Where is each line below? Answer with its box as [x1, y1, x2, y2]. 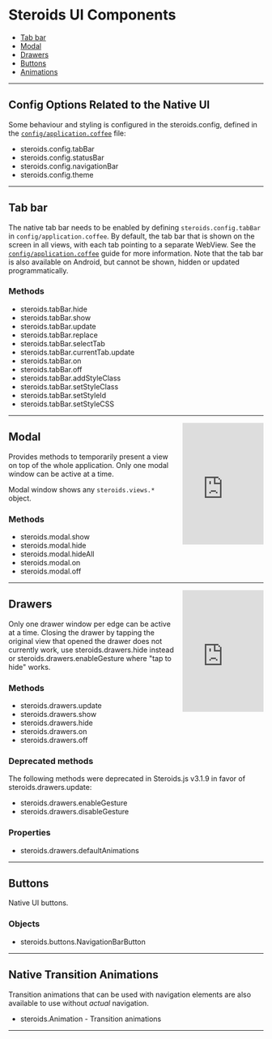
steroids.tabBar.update [19, 321, 97, 331]
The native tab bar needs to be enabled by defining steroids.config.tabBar [8, 222, 261, 232]
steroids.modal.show [19, 531, 91, 541]
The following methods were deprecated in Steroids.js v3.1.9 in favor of [8, 774, 245, 784]
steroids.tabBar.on [19, 355, 82, 366]
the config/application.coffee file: [8, 128, 127, 138]
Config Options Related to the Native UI [8, 98, 210, 112]
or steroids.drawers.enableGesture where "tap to [8, 653, 172, 663]
